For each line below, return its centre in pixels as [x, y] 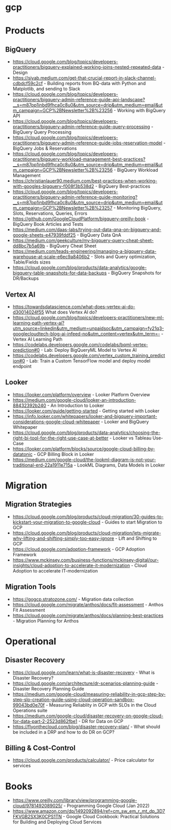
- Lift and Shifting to [136, 538]
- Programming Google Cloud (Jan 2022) [107, 806]
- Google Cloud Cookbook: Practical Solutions [111, 817]
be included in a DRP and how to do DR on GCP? [63, 732]
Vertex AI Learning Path [37, 339]
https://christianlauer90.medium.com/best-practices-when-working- [85, 181]
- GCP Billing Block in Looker [64, 454]
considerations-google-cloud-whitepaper [56, 422]
